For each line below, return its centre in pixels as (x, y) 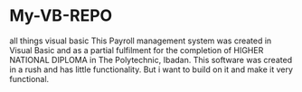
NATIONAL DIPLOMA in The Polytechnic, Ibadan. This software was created (151, 60)
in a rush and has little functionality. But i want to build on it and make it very (151, 69)
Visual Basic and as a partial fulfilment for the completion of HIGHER (137, 50)
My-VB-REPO (61, 16)
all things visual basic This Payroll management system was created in (141, 41)
